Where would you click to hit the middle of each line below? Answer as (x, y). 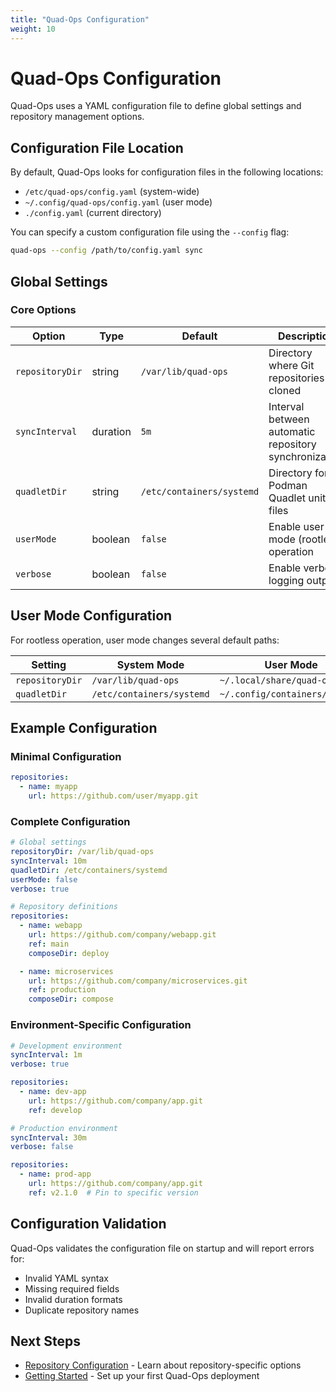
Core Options (43, 310)
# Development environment (66, 1046)
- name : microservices (66, 971)
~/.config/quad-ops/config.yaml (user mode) (118, 202)
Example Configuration (84, 728)
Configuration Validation (88, 1224)
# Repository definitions (64, 907)
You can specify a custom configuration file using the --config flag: (150, 232)
